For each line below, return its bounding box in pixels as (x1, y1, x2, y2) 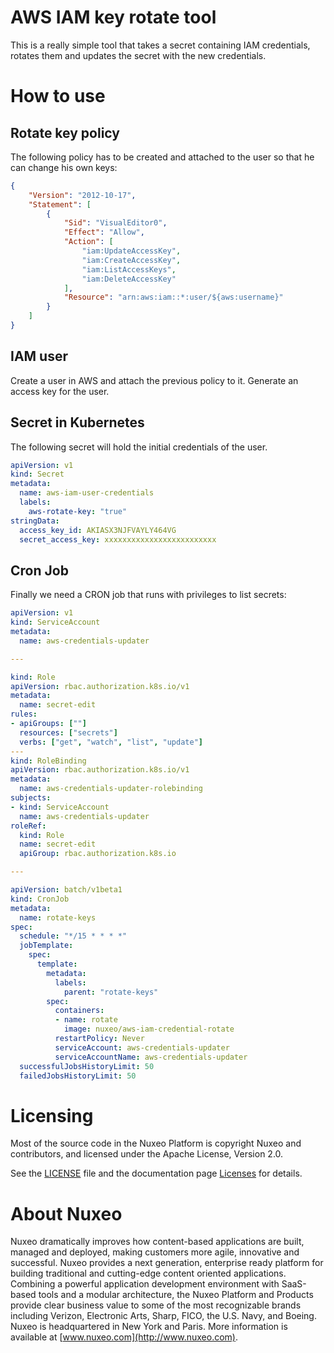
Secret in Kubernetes (10, 414, 145, 431)
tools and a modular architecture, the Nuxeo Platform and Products (38, 1289, 314, 1301)
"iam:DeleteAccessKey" (81, 274, 177, 284)
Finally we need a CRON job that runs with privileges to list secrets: (10, 589, 287, 601)
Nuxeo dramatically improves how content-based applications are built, (10, 1236, 305, 1248)
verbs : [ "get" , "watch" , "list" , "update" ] (19, 737, 203, 747)
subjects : (10, 793, 52, 803)
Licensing (10, 1104, 94, 1127)
